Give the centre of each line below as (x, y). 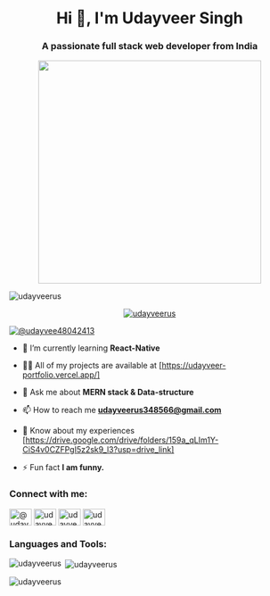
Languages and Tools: (58, 543)
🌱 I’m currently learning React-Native (91, 348)
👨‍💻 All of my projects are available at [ (92, 366)
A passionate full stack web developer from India (150, 46)
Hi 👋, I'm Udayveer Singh (150, 18)
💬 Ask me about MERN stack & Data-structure (108, 393)
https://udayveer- (194, 366)
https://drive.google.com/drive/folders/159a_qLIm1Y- (122, 440)
